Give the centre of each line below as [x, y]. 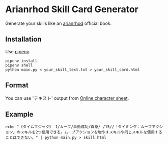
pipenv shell [19, 65]
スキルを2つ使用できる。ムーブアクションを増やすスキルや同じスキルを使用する [91, 132]
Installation [23, 39]
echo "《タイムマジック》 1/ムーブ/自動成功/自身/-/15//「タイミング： [73, 127]
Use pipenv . [18, 51]
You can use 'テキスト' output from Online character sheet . [67, 98]
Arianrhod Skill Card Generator [72, 9]
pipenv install [21, 61]
